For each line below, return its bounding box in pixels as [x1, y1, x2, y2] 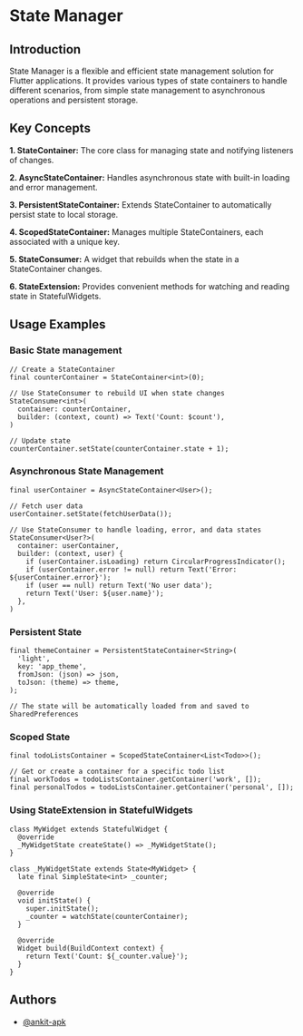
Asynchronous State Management [9, 464, 164, 477]
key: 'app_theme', [17, 662, 88, 671]
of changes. [9, 154, 54, 165]
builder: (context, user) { [17, 549, 124, 558]
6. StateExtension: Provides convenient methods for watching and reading [9, 280, 290, 291]
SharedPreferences [9, 709, 79, 719]
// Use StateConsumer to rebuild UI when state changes [9, 388, 225, 397]
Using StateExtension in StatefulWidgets [9, 804, 193, 816]
